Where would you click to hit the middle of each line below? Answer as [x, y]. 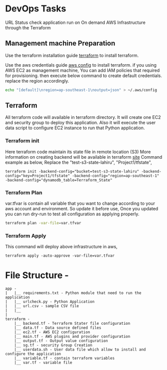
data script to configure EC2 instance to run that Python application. [75, 128]
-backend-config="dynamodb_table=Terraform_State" [59, 180]
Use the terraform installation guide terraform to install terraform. [72, 55]
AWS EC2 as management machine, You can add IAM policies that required [83, 70]
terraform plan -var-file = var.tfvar [43, 223]
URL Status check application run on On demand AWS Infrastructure [75, 22]
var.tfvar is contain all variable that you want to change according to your [80, 203]
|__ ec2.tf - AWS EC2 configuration [52, 332]
